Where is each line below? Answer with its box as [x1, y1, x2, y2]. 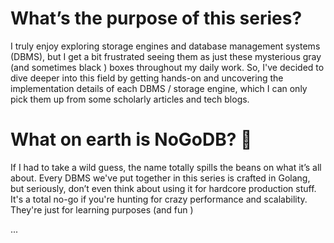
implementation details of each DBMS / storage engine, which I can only [10, 82, 308, 94]
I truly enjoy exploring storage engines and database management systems [10, 40, 321, 52]
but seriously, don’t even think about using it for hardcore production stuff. [10, 182, 317, 194]
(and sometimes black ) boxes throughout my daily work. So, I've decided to [10, 61, 325, 73]
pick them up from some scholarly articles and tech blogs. [10, 93, 250, 105]
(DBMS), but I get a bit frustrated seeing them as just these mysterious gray [10, 50, 322, 62]
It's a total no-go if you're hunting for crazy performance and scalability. [10, 193, 308, 205]
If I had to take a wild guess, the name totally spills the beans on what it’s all [10, 161, 322, 173]
